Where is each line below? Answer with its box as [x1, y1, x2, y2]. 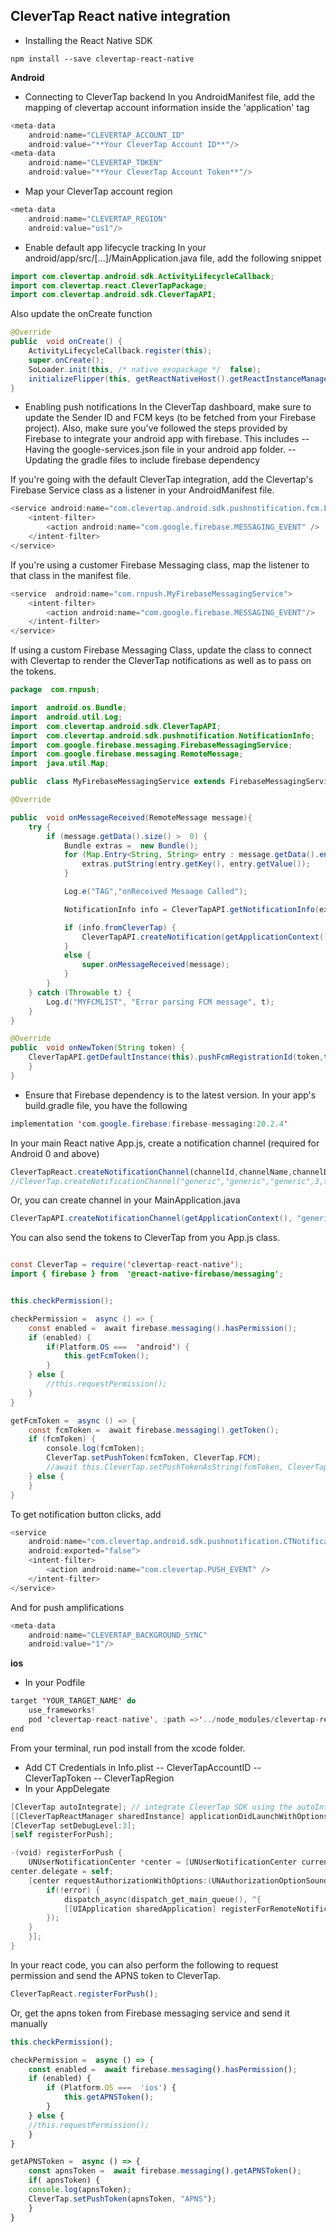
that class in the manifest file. [10, 569, 132, 581]
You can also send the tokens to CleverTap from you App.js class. [10, 1232, 281, 1244]
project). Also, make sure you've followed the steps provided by [24, 422, 288, 434]
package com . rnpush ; [10, 685, 101, 695]
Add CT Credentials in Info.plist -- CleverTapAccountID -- [24, 1761, 262, 1773]
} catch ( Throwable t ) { [28, 987, 132, 998]
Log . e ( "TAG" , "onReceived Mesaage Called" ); [63, 887, 248, 897]
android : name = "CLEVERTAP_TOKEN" [28, 158, 163, 168]
